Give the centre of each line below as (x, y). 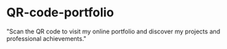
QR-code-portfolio (60, 13)
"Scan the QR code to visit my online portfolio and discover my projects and (113, 31)
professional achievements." (47, 38)
